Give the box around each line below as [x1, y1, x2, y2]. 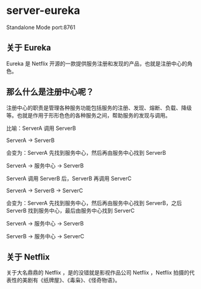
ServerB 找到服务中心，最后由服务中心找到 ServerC [6, 207, 135, 214]
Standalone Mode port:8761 [6, 24, 76, 31]
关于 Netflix [6, 252, 50, 262]
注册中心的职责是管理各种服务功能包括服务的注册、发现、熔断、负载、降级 [6, 104, 192, 111]
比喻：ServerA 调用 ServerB [6, 125, 76, 132]
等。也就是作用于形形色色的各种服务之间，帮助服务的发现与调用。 [6, 111, 171, 119]
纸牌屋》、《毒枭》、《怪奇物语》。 [43, 276, 120, 284]
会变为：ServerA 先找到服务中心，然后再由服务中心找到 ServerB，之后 [6, 199, 182, 206]
